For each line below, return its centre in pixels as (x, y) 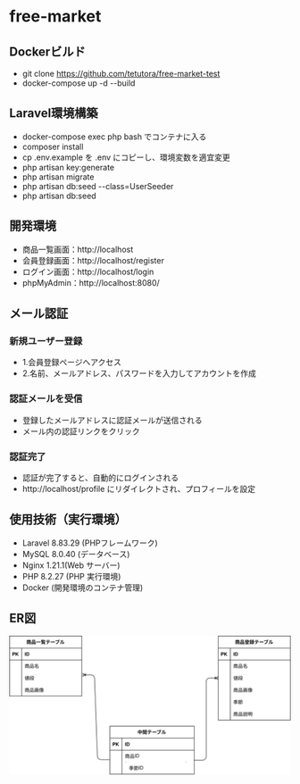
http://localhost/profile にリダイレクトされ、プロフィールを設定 (139, 488)
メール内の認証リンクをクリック (81, 431)
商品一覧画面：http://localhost (78, 249)
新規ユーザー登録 (46, 341)
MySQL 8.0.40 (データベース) (76, 554)
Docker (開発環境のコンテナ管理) (83, 588)
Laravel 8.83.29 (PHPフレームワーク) (90, 543)
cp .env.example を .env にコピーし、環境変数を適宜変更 (126, 157)
